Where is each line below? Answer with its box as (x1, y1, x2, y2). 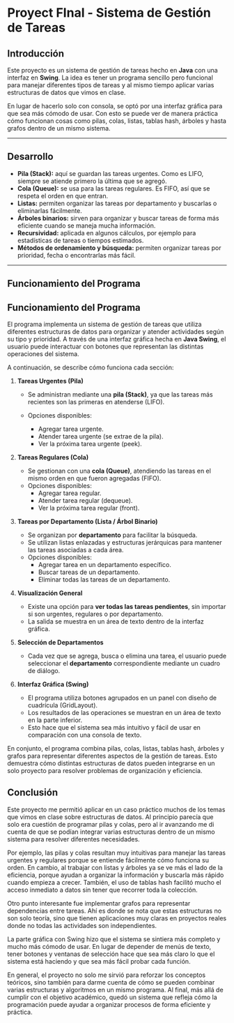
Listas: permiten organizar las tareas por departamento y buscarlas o (17, 199, 217, 207)
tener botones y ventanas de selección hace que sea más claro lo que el (7, 950, 215, 958)
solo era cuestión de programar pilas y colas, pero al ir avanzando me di (7, 820, 214, 828)
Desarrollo (7, 151, 54, 163)
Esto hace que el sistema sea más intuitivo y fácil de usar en (27, 723, 201, 732)
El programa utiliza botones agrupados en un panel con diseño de (27, 693, 217, 702)
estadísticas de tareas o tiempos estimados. (17, 236, 144, 244)
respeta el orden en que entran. (17, 191, 109, 200)
